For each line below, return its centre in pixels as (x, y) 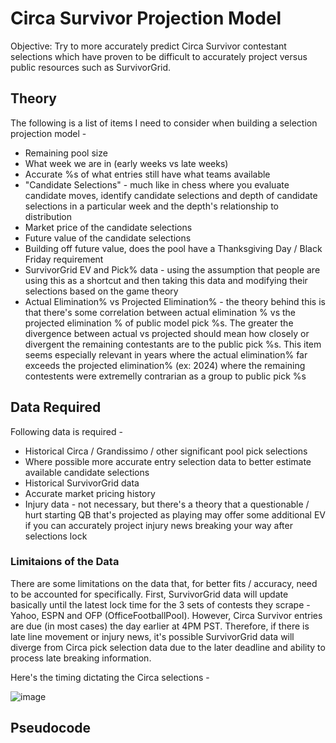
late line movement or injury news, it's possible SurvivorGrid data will (152, 636)
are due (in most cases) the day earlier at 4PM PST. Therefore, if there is (160, 626)
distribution (48, 216)
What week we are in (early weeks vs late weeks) (126, 163)
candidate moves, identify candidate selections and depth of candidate (171, 195)
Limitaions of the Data (65, 562)
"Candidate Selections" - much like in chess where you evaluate (157, 184)
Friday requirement (64, 259)
